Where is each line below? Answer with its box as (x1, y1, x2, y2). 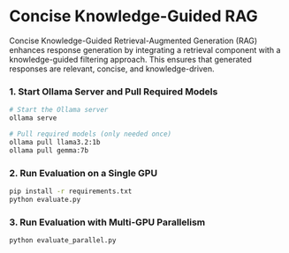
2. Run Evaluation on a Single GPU (9, 167, 157, 179)
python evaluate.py (9, 195, 81, 204)
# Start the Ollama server (9, 106, 109, 115)
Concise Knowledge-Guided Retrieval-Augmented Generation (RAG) (9, 35, 258, 46)
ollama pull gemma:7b (9, 145, 89, 155)
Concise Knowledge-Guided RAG (9, 6, 258, 26)
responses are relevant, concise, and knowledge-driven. (9, 63, 215, 74)
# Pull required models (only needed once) (9, 130, 172, 138)
